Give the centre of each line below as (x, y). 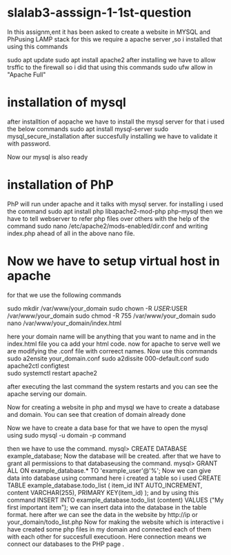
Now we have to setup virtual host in (113, 261)
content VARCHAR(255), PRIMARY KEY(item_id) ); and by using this (103, 492)
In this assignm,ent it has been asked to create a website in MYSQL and (109, 32)
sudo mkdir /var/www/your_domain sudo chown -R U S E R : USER (97, 308)
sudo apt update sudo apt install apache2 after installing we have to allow (111, 59)
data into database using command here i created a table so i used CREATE (114, 478)
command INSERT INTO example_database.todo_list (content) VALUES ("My (115, 500)
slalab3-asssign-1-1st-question (99, 13)
